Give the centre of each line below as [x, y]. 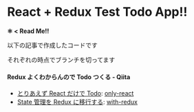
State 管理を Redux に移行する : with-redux [77, 102]
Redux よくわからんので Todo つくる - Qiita [69, 77]
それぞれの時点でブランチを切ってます [61, 60]
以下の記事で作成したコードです [52, 45]
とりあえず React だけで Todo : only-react [75, 93]
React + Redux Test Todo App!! [97, 12]
